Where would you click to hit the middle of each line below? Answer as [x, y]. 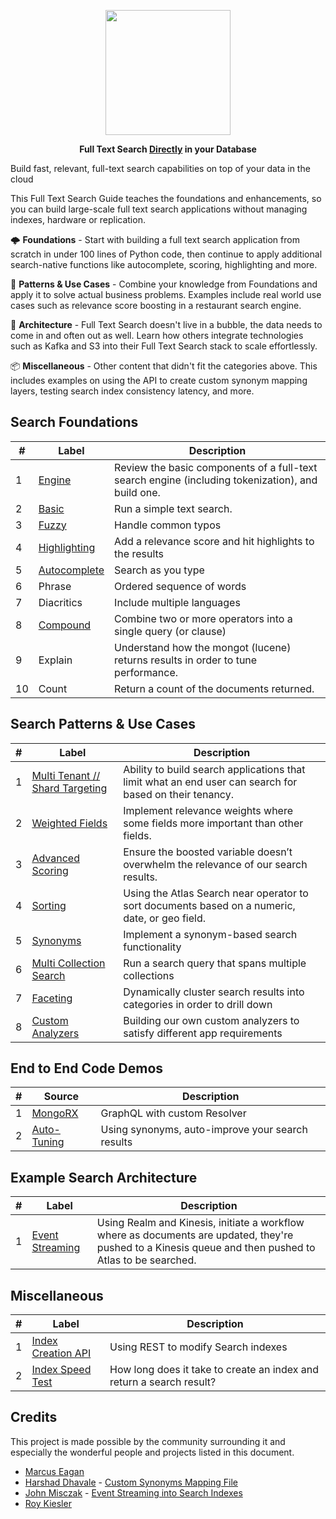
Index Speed [61, 1370]
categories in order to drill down [198, 1004]
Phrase [55, 586]
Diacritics [60, 602]
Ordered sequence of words [180, 586]
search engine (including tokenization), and [216, 480]
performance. [146, 672]
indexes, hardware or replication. [78, 219]
